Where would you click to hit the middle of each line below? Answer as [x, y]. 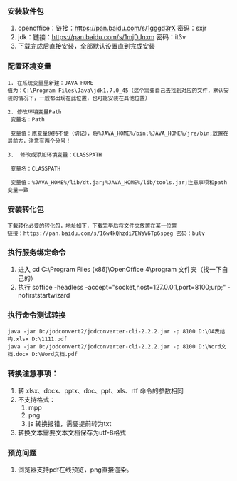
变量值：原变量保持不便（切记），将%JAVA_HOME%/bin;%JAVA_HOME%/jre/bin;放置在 [120, 133]
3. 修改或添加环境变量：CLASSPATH [54, 155]
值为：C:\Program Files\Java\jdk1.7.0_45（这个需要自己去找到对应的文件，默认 [116, 91]
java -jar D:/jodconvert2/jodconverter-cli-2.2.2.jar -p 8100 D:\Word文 [117, 347]
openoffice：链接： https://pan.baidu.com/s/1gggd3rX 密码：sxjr [112, 28]
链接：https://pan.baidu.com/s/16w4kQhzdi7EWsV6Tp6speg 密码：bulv [106, 233]
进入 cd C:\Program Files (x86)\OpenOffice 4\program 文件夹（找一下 [120, 270]
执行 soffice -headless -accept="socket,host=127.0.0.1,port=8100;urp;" [122, 288]
